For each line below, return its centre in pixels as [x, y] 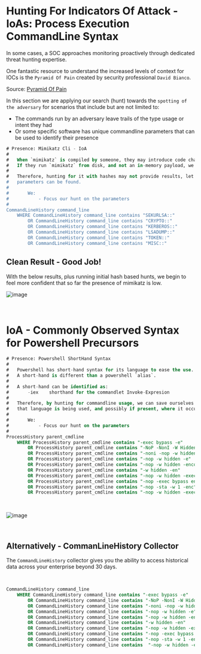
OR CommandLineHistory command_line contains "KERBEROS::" [103, 227]
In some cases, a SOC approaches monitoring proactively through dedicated [100, 53]
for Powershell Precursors [73, 343]
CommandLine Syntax [63, 37]
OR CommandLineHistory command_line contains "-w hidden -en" [107, 623]
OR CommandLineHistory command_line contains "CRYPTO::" [100, 221]
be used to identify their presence [57, 137]
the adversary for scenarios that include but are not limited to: [83, 107]
